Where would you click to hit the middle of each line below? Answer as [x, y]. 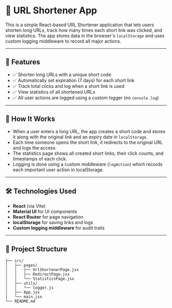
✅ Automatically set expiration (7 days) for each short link [73, 80]
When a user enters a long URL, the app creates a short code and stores [89, 131]
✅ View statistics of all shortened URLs [54, 92]
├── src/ [15, 261]
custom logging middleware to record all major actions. [63, 41]
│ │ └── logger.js [29, 288]
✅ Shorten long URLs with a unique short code [62, 75]
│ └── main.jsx [24, 297]
